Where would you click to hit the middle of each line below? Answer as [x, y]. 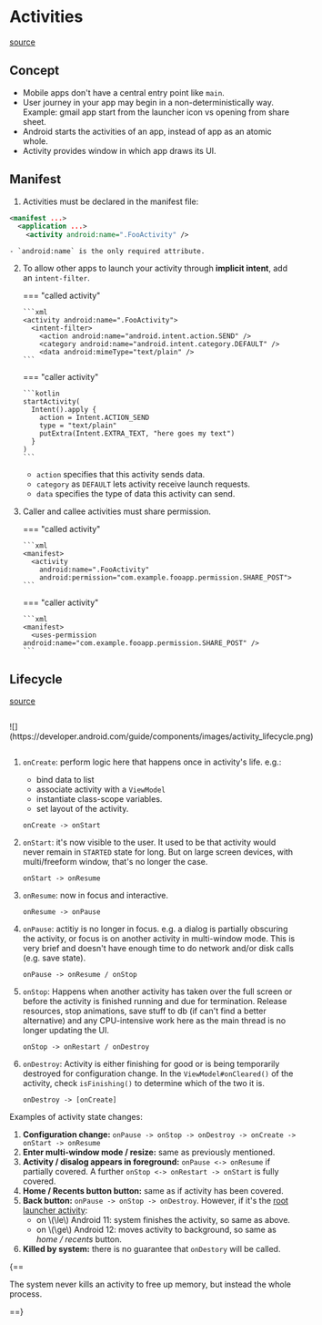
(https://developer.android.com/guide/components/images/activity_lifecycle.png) [161, 736]
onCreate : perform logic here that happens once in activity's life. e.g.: [152, 762]
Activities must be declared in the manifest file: [111, 201]
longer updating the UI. [66, 1030]
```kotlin [41, 394]
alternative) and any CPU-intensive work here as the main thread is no [154, 1021]
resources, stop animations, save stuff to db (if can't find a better [144, 1011]
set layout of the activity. [82, 809]
